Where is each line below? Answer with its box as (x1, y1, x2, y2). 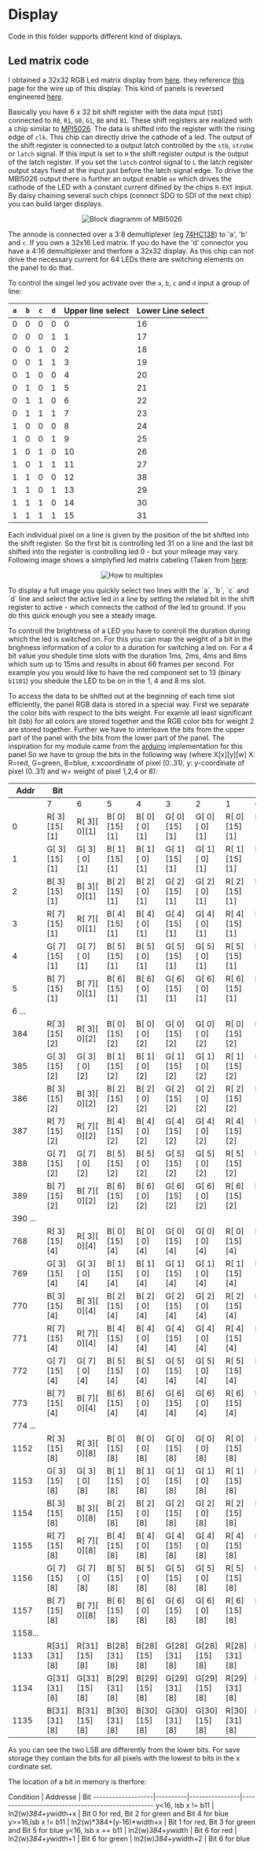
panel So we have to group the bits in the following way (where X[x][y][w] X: (8, 749, 255, 759)
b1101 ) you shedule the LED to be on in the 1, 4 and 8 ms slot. (8, 676, 207, 685)
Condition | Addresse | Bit (8, 1792, 92, 1801)
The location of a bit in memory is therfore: (8, 1776, 147, 1786)
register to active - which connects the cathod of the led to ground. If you (8, 602, 246, 611)
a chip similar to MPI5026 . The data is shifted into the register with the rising (8, 123, 255, 133)
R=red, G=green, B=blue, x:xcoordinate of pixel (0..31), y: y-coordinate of (8, 758, 245, 767)
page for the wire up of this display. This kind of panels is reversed (8, 83, 224, 93)
